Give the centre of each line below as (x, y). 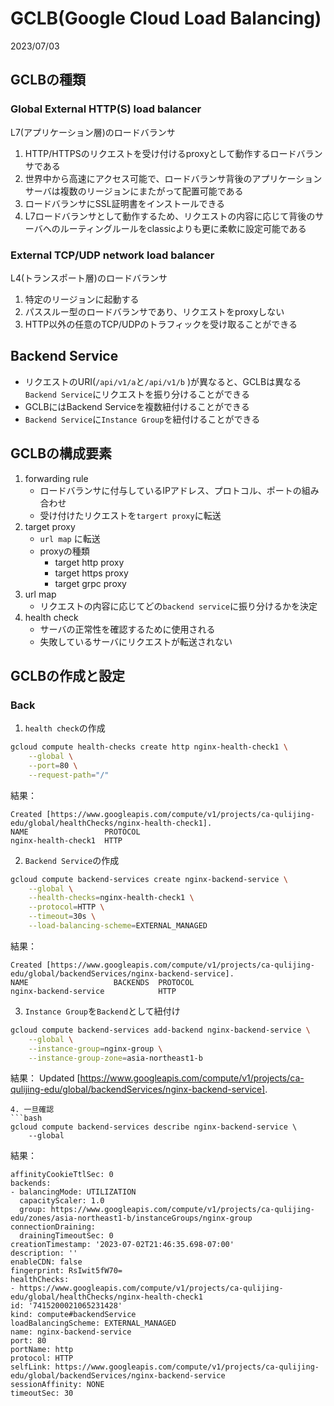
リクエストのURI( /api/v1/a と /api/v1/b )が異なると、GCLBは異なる (163, 381)
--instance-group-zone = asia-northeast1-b (115, 1058)
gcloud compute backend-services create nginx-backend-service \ (149, 879)
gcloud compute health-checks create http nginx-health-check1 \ (149, 747)
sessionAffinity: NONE (57, 1385)
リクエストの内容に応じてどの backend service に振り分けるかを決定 (178, 606)
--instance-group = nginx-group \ (95, 1048)
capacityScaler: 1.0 (62, 1201)
